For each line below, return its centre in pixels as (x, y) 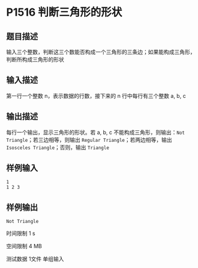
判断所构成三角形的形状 (35, 59)
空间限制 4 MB (24, 246)
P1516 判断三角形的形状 (64, 12)
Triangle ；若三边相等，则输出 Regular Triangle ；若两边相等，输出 (89, 139)
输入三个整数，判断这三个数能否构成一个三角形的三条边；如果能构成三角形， (101, 52)
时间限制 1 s (21, 233)
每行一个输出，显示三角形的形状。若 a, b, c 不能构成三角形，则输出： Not (95, 132)
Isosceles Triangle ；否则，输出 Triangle (58, 147)
